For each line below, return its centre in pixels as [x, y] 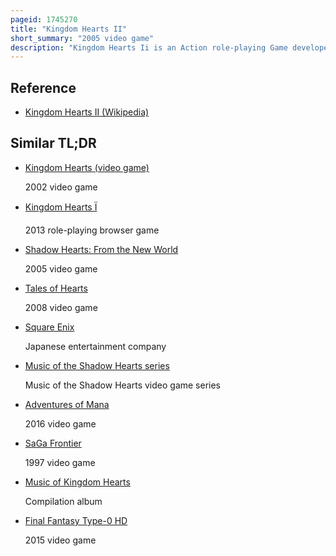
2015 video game [60, 540]
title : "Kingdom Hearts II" [69, 29]
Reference [43, 87]
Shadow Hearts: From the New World [101, 249]
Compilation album [63, 501]
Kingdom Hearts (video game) [87, 167]
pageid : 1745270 [44, 19]
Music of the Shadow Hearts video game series [123, 385]
